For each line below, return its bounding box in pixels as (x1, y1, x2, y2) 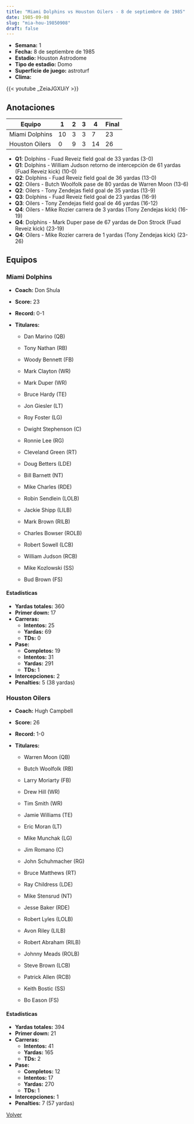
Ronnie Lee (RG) (23, 437, 64, 444)
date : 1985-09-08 (6, 14, 50, 20)
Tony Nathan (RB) (23, 344, 67, 351)
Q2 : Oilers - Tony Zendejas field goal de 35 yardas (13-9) (14, 187, 156, 194)
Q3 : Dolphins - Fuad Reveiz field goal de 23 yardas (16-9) (14, 194, 157, 201)
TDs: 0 (23, 634, 41, 641)
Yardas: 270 (23, 1080, 55, 1088)
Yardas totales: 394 (14, 1024, 65, 1031)
